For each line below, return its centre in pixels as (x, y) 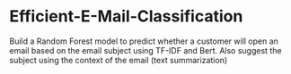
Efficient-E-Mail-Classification (126, 16)
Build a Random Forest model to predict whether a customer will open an (144, 41)
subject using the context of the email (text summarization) (119, 60)
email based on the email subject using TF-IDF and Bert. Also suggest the (145, 50)
